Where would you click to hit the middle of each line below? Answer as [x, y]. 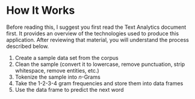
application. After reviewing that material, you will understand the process [98, 40]
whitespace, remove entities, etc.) [57, 70]
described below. [28, 46]
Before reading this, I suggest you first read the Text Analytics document [96, 27]
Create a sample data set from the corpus [67, 58]
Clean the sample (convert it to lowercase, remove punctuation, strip [100, 64]
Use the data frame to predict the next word [69, 89]
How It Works [41, 10]
